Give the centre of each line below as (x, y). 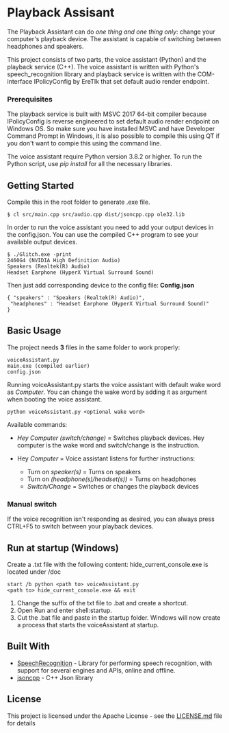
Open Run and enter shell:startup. (65, 610)
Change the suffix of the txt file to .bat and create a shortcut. (103, 603)
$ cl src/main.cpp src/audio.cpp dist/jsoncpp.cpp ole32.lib (96, 215)
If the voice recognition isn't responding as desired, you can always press (111, 519)
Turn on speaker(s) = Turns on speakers (84, 472)
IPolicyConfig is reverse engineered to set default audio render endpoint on (113, 121)
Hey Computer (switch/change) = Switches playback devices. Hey (111, 438)
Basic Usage (34, 331)
